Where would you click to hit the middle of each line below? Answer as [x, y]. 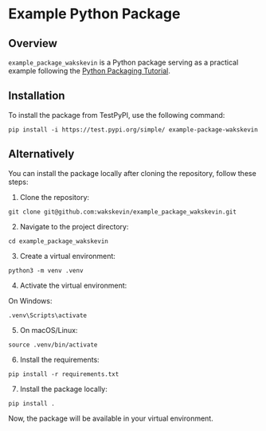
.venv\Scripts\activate [48, 315]
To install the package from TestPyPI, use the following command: [117, 115]
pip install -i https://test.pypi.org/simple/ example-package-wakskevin [133, 129]
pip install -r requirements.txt [64, 374]
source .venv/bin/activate [53, 345]
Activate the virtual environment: [73, 285]
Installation [37, 96]
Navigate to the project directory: [74, 226]
